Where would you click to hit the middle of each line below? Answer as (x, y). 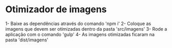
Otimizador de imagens (56, 9)
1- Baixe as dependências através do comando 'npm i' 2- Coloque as (78, 23)
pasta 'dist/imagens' (27, 40)
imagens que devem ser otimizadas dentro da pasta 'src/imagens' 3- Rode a (86, 29)
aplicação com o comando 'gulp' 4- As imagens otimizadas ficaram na (80, 34)
